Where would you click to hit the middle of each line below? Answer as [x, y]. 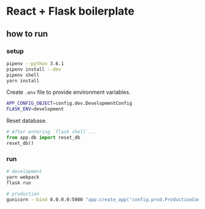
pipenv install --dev [34, 69]
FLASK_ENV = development [35, 109]
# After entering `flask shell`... [52, 132]
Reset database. [27, 121]
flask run [19, 183]
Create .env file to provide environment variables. [69, 92]
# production [23, 194]
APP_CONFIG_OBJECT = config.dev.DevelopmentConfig [69, 104]
